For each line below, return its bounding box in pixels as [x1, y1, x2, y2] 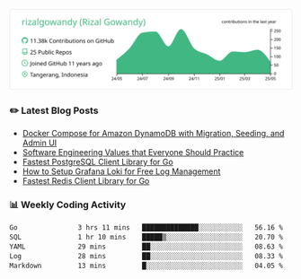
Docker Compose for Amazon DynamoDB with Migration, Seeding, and [22, 128, 285, 139]
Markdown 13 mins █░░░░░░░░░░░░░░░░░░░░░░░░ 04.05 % [9, 261, 283, 270]
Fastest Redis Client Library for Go [22, 176, 150, 187]
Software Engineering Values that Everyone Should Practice [22, 147, 244, 158]
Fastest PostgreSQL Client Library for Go [22, 157, 173, 168]
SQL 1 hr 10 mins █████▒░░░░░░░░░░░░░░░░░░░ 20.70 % [9, 233, 283, 242]
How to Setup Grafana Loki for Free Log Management [22, 166, 221, 177]
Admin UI [22, 137, 58, 148]
